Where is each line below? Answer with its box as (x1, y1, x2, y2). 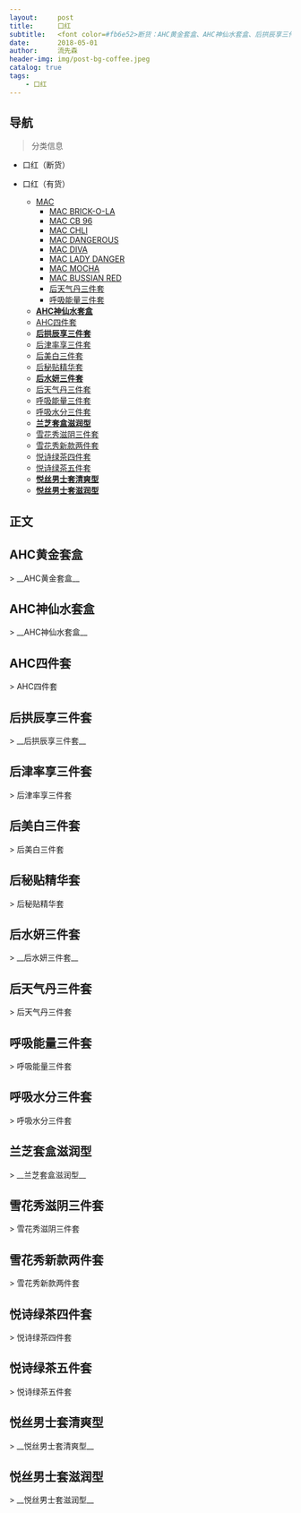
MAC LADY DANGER (48, 254, 125, 264)
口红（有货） (21, 178, 70, 189)
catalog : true (9, 64, 63, 73)
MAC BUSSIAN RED (48, 272, 123, 283)
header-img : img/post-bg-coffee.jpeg (9, 55, 150, 64)
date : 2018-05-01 (9, 38, 99, 48)
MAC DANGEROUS (48, 235, 119, 246)
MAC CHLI (48, 225, 88, 236)
